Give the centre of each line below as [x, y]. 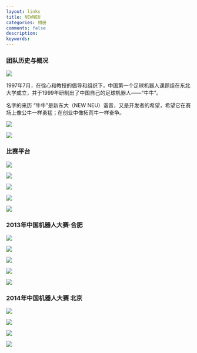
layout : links [24, 11]
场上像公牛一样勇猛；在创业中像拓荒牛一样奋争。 [65, 113]
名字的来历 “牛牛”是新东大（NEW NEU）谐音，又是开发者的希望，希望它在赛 [98, 105]
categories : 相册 [26, 22]
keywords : [18, 39]
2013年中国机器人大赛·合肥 [45, 225]
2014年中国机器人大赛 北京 [44, 298]
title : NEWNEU [24, 17]
